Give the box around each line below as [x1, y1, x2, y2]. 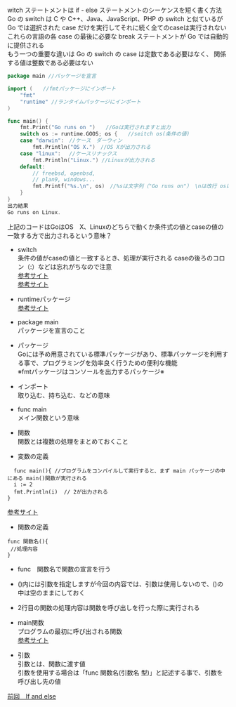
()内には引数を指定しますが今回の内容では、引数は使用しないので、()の [17, 579, 223, 588]
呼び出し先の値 [17, 677, 61, 685]
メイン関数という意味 [17, 413, 79, 422]
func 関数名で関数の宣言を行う [17, 564, 111, 573]
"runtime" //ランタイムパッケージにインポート [20, 98, 142, 105]
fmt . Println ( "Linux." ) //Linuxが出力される [32, 157, 156, 164]
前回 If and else [7, 692, 56, 700]
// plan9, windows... [32, 176, 96, 183]
